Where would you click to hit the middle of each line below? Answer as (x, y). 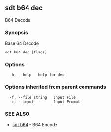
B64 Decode (18, 20)
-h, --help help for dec (37, 75)
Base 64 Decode (22, 43)
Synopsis (16, 32)
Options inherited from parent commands (56, 87)
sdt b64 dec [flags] (26, 53)
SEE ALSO (17, 114)
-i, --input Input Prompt (45, 102)
